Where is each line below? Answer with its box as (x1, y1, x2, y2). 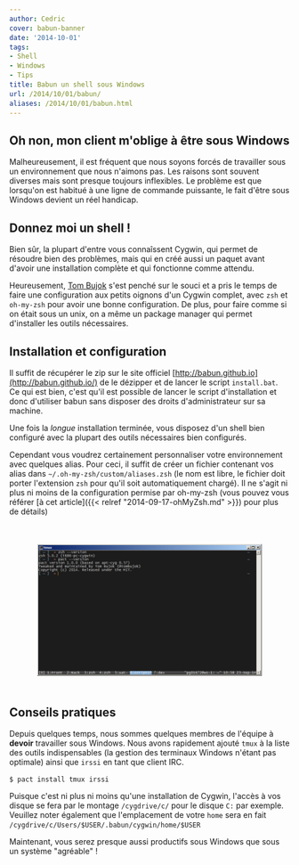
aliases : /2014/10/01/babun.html (9, 99, 133, 108)
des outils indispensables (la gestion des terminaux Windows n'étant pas (9, 747, 277, 758)
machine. (9, 405, 44, 416)
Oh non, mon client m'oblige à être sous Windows (9, 133, 290, 148)
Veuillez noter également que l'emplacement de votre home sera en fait (9, 810, 267, 820)
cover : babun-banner (9, 23, 86, 33)
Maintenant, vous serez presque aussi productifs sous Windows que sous (9, 836, 280, 847)
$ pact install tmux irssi (9, 775, 109, 784)
